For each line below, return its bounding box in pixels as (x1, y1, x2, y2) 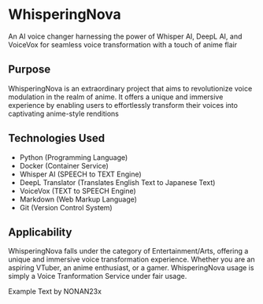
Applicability (8, 225, 72, 239)
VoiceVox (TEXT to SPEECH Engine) (19, 186, 136, 195)
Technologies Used (8, 132, 105, 145)
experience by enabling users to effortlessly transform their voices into (8, 100, 239, 109)
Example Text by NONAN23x (8, 287, 102, 296)
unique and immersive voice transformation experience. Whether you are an (8, 254, 255, 265)
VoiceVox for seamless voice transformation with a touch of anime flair (8, 39, 238, 49)
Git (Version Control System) (19, 202, 113, 212)
